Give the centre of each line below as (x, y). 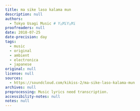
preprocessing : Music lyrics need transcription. (57, 92)
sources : (14, 78)
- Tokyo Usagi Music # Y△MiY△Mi (43, 23)
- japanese (21, 64)
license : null (20, 74)
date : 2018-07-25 (23, 32)
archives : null (21, 87)
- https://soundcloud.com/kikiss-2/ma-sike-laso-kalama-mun (72, 83)
